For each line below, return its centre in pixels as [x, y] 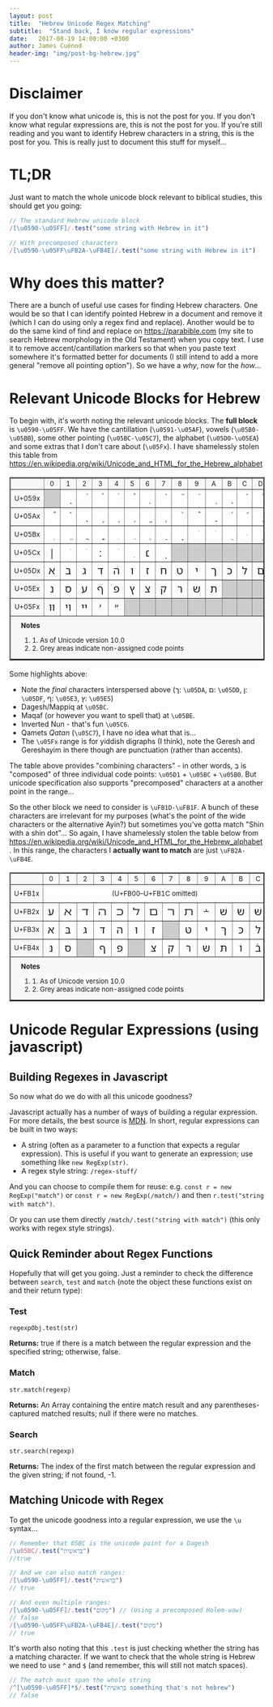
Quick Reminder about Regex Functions [111, 1254]
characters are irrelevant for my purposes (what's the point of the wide [128, 816]
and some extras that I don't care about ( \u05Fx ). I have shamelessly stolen [134, 447]
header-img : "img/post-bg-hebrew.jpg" [75, 53]
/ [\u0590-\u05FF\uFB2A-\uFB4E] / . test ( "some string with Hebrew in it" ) [132, 250]
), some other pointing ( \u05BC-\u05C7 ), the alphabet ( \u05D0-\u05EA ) [145, 438]
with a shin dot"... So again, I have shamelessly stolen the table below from [134, 833]
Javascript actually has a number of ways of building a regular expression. [134, 1112]
